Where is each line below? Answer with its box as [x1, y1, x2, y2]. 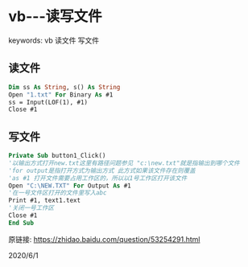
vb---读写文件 [8, 7, 102, 26]
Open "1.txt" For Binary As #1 [8, 90, 114, 99]
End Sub [8, 219, 35, 227]
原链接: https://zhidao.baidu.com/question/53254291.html [8, 234, 200, 244]
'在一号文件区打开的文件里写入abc [8, 189, 107, 197]
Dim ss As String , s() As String [8, 83, 121, 91]
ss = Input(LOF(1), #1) [8, 98, 89, 106]
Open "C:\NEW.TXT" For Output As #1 [8, 182, 131, 190]
